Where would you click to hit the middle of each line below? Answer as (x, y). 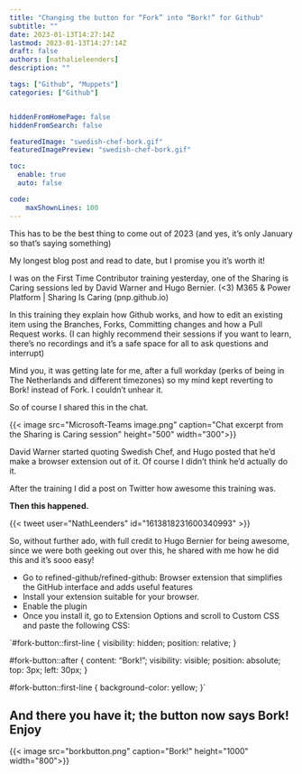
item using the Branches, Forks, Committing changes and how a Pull (136, 324)
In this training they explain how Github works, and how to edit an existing (146, 314)
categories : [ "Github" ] (54, 92)
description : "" (40, 69)
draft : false (34, 51)
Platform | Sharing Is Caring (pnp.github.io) (89, 297)
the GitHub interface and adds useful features (108, 586)
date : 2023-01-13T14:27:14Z (62, 34)
